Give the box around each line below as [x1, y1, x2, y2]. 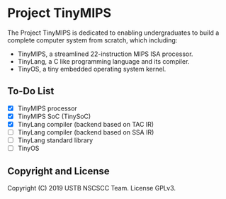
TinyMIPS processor [17, 104, 78, 113]
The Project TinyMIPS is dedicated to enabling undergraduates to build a [7, 28, 220, 37]
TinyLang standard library [17, 136, 94, 144]
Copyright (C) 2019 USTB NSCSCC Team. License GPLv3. [7, 183, 176, 192]
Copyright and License [7, 165, 110, 177]
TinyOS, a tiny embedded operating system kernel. [17, 64, 166, 73]
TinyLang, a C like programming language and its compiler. [17, 57, 190, 65]
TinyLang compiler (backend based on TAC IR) [17, 120, 154, 128]
